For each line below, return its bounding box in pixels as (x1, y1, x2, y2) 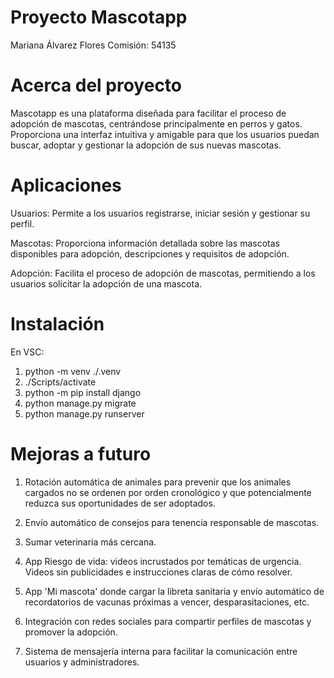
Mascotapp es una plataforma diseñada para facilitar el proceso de (10, 107, 287, 119)
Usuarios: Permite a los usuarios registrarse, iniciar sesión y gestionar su (10, 207, 311, 219)
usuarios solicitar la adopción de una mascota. (10, 277, 203, 290)
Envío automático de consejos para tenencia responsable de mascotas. (24, 516, 320, 528)
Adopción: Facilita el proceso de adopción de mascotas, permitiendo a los (10, 267, 316, 279)
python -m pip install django (24, 386, 142, 398)
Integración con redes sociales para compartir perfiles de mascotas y (24, 615, 312, 627)
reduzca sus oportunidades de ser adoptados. (24, 497, 216, 509)
